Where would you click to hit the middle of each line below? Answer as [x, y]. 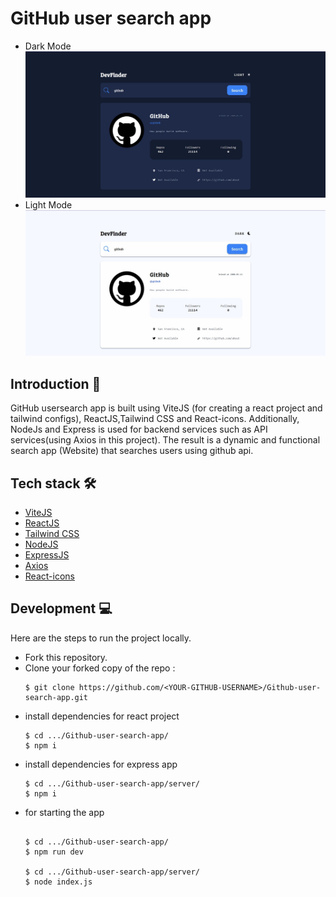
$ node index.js [58, 882]
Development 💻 [61, 608]
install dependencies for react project [102, 716]
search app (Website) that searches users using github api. [132, 451]
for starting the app [64, 812]
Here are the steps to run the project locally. [101, 638]
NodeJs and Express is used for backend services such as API [139, 429]
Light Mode [48, 204]
